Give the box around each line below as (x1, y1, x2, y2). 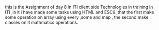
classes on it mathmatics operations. (5, 19, 79, 25)
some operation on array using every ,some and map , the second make (5, 15, 149, 20)
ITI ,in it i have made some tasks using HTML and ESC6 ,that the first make (5, 9, 154, 15)
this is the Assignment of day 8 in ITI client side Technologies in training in (5, 4, 153, 10)
